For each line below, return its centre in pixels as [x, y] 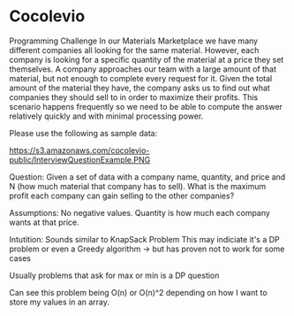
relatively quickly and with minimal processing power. [106, 116]
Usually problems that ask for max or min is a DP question [114, 275]
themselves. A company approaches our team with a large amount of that [143, 69]
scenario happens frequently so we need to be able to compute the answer [146, 106]
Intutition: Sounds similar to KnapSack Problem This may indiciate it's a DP [144, 239]
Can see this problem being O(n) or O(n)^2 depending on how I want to [138, 292]
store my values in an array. [60, 302]
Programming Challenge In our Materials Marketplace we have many [134, 41]
